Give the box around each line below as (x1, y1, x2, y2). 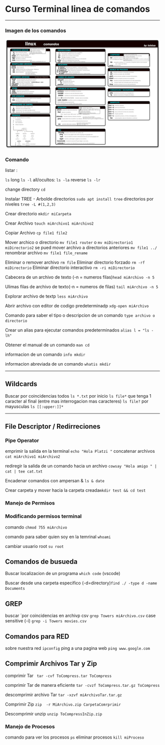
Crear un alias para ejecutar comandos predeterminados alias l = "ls (5, 327, 150, 333)
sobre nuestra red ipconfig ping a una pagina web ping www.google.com (5, 645, 150, 651)
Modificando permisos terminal (5, 513, 82, 520)
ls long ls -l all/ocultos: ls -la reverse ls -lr (5, 176, 101, 183)
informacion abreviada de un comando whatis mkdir (5, 361, 111, 367)
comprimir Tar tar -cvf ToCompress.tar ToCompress (5, 673, 112, 678)
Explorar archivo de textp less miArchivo (5, 293, 88, 299)
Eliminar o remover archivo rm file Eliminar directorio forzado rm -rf (5, 259, 145, 265)
